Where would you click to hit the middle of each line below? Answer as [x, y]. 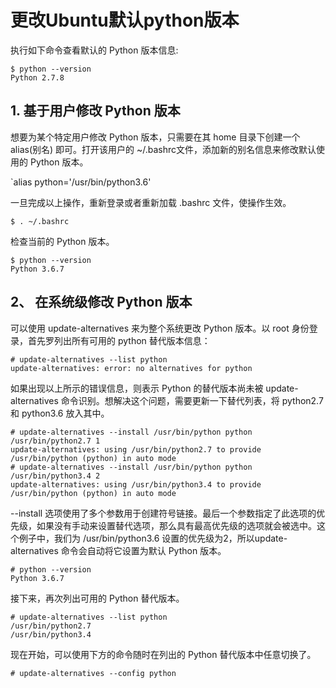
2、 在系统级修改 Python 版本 [101, 302]
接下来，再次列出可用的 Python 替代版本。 [97, 598]
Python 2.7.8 [37, 77]
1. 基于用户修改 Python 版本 [95, 111]
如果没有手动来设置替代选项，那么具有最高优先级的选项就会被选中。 [176, 525]
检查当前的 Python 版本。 [62, 241]
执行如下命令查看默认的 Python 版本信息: [94, 50]
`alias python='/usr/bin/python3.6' [81, 182]
